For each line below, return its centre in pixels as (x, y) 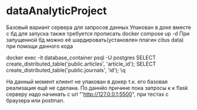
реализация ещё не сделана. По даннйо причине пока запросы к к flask (97, 88)
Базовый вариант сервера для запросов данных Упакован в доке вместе (98, 27)
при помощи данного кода (40, 46)
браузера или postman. (35, 100)
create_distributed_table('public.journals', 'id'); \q (66, 70)
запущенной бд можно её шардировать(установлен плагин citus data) (95, 40)
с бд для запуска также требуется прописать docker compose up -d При (98, 33)
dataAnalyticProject (56, 11)
